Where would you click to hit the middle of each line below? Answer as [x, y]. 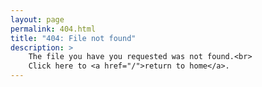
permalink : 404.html [53, 29]
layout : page [37, 19]
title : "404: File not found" [73, 38]
